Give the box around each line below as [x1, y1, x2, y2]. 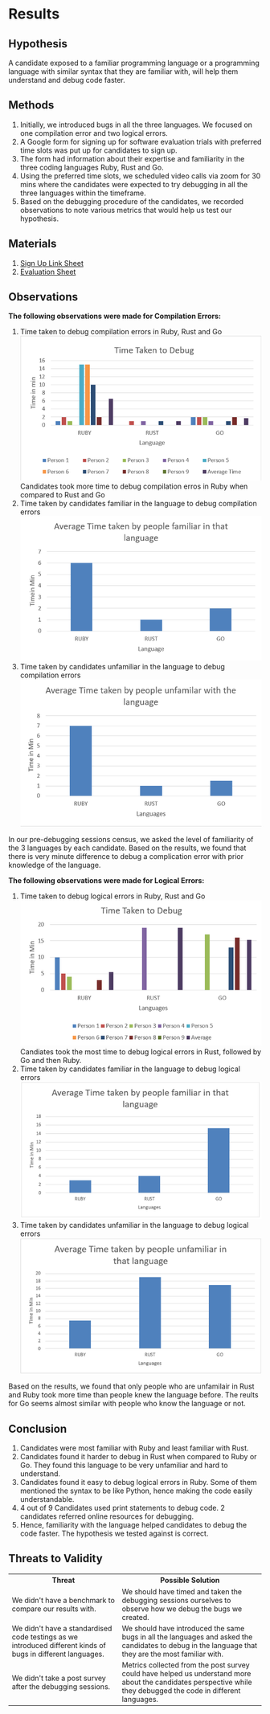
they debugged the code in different [121, 1686, 241, 1696]
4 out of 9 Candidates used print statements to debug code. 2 [19, 1503, 225, 1513]
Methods [8, 98, 55, 112]
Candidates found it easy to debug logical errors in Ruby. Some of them [19, 1478, 257, 1487]
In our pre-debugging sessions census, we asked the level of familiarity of [8, 835, 254, 845]
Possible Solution [160, 1576, 220, 1585]
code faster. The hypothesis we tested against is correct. [19, 1528, 209, 1539]
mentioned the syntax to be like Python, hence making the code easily [19, 1486, 253, 1495]
